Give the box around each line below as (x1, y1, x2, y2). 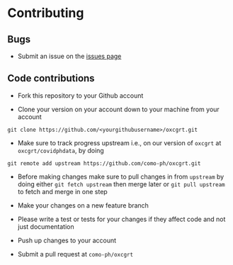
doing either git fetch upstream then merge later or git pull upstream (17, 179, 225, 188)
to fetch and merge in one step (17, 187, 108, 196)
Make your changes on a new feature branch (17, 201, 149, 210)
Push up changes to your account (17, 236, 117, 244)
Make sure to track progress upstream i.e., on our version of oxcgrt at (17, 138, 222, 147)
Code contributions (7, 72, 95, 84)
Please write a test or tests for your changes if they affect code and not (17, 215, 226, 223)
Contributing (7, 5, 84, 21)
